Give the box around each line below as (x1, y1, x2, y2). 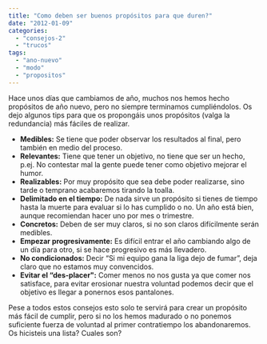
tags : (8, 49, 26, 57)
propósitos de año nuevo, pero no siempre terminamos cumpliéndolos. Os (8, 102, 253, 111)
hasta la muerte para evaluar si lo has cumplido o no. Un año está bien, (19, 202, 254, 212)
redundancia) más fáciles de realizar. (8, 118, 130, 128)
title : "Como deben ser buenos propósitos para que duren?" (8, 11, 213, 20)
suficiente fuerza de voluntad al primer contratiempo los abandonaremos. (8, 319, 251, 329)
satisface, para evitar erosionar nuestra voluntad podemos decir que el (19, 278, 254, 288)
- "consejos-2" (15, 34, 66, 42)
